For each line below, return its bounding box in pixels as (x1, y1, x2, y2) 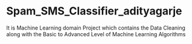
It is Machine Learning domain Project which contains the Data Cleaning (6, 24, 186, 31)
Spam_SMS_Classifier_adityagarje (6, 4, 182, 18)
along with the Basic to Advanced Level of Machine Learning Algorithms (6, 30, 186, 37)
